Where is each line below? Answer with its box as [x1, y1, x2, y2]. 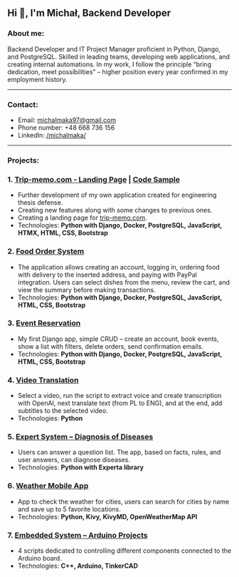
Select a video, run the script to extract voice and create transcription [17, 392, 222, 400]
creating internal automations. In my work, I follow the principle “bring [7, 60, 212, 68]
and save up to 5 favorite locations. [17, 504, 121, 514]
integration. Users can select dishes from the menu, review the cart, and [17, 277, 230, 286]
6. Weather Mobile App [7, 481, 89, 491]
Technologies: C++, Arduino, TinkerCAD [17, 561, 139, 570]
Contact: [7, 99, 38, 109]
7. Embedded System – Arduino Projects [7, 530, 148, 540]
